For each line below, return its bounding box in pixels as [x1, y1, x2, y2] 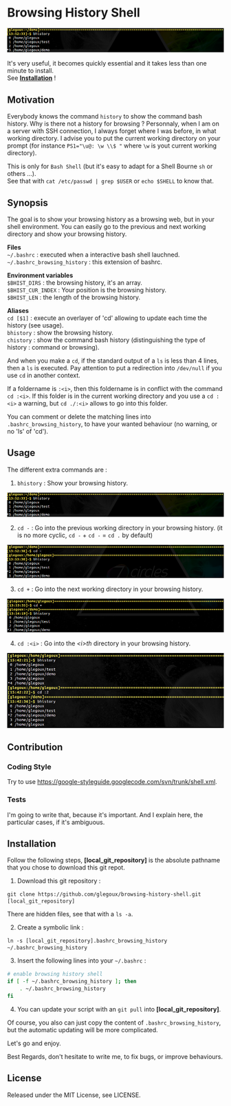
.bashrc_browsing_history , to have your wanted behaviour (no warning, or [7, 420, 218, 428]
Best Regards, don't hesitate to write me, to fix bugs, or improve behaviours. [7, 1052, 223, 1060]
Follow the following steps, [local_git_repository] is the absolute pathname [7, 856, 221, 865]
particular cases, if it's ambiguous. [7, 818, 105, 826]
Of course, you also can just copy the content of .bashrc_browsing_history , [7, 1018, 221, 1027]
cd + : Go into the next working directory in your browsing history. [16, 585, 203, 594]
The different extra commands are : [7, 465, 108, 474]
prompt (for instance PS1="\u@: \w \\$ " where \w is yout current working [7, 141, 217, 150]
